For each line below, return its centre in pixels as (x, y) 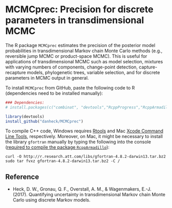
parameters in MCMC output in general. (47, 78)
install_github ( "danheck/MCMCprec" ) (44, 121)
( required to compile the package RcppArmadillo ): (58, 147)
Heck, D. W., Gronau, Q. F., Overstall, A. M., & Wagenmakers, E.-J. (82, 189)
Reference (22, 177)
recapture (16, 72)
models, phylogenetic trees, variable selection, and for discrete (93, 72)
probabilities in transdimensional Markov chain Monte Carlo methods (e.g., (84, 51)
